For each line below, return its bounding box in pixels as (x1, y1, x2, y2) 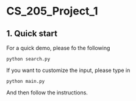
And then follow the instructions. (6, 89, 88, 96)
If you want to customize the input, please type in (6, 67, 131, 74)
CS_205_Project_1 (6, 4, 98, 18)
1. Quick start (6, 28, 58, 39)
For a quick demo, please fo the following (6, 44, 110, 51)
